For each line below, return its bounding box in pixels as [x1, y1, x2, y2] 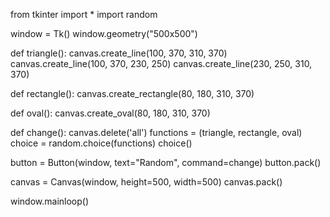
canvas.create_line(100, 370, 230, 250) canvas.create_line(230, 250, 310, [10, 58, 313, 69]
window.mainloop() [10, 195, 90, 207]
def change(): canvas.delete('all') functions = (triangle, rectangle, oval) [10, 127, 303, 138]
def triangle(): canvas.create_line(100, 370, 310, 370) [10, 47, 228, 59]
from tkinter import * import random [10, 9, 158, 20]
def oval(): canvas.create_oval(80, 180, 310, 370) [10, 107, 211, 119]
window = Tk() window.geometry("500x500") [10, 28, 198, 39]
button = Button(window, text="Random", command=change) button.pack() [10, 157, 322, 168]
